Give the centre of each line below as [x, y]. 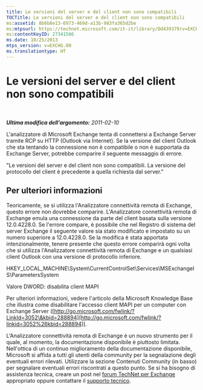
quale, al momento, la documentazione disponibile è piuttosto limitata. [93, 342]
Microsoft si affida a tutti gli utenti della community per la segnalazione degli [101, 355]
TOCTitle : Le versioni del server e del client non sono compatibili [96, 18]
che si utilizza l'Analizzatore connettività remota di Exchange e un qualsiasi [99, 250]
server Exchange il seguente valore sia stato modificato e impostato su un [98, 231]
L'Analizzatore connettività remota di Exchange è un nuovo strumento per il [99, 336]
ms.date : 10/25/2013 [32, 40]
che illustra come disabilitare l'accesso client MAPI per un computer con [96, 304]
